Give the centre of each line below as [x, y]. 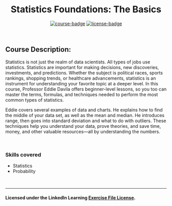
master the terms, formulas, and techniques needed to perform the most [82, 94]
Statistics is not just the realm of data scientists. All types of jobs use [78, 62]
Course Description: [38, 50]
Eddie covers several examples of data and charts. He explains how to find [84, 110]
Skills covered [23, 154]
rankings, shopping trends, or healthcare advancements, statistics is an [81, 78]
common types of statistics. [35, 100]
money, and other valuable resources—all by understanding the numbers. [83, 131]
